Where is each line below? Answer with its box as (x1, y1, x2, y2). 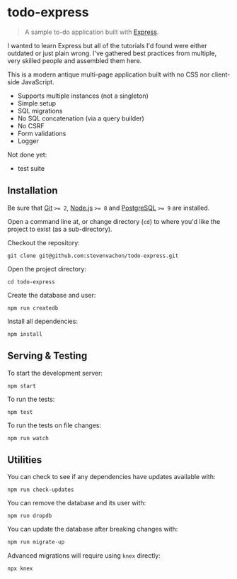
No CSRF (17, 121, 45, 130)
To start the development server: (7, 369, 103, 377)
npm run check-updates (7, 486, 74, 493)
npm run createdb (7, 304, 59, 312)
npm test (7, 408, 33, 415)
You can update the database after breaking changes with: (7, 525, 178, 534)
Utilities (7, 454, 42, 466)
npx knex (7, 565, 33, 573)
